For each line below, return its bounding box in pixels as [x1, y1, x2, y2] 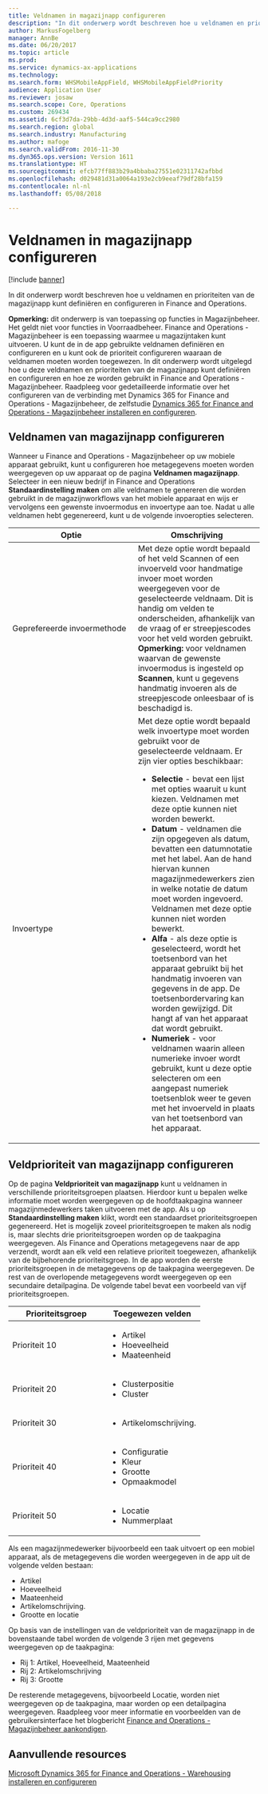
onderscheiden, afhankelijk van [138, 613, 255, 624]
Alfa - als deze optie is [151, 933, 238, 944]
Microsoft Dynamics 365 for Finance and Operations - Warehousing [8, 1768, 231, 1778]
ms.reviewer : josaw [8, 93, 73, 101]
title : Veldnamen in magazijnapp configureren [8, 11, 166, 20]
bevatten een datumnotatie [151, 844, 253, 855]
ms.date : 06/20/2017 [8, 41, 77, 49]
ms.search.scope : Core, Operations [8, 101, 127, 109]
